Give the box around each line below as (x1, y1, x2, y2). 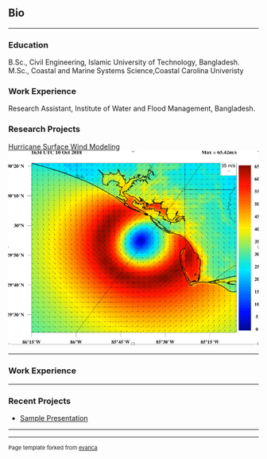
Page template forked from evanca (8, 444, 98, 452)
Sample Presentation (19, 414, 89, 423)
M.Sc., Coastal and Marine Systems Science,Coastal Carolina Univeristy (8, 66, 244, 76)
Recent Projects (8, 395, 72, 406)
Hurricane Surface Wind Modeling (8, 142, 121, 151)
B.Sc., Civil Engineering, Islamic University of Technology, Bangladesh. (8, 57, 240, 67)
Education (8, 39, 49, 50)
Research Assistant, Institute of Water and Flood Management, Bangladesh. (8, 103, 256, 114)
